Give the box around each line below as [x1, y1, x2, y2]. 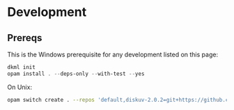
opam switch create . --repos [7, 96, 95, 103]
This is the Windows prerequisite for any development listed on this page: [7, 50, 218, 58]
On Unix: [7, 83, 33, 91]
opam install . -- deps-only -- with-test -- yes [7, 70, 145, 77]
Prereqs [7, 32, 42, 44]
